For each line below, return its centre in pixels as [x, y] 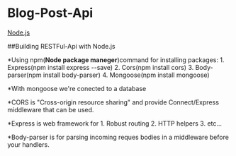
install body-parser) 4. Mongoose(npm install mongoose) [127, 75]
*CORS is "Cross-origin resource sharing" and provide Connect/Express [113, 102]
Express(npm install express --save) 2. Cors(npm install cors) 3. [101, 67]
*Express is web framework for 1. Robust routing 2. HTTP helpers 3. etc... [114, 123]
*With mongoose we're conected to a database [77, 88]
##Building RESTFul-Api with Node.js [61, 46]
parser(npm [24, 75]
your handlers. [28, 144]
